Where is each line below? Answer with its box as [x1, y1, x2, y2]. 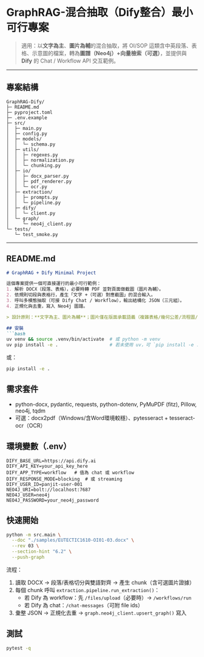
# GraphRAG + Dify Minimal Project [6, 269, 97, 276]
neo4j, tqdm [15, 407, 46, 414]
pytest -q [6, 645, 32, 651]
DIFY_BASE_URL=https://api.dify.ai [6, 457, 97, 464]
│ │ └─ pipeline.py [6, 200, 61, 206]
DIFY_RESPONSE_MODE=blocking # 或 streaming [6, 476, 123, 482]
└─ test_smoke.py [14, 231, 59, 237]
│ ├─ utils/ [6, 146, 39, 152]
